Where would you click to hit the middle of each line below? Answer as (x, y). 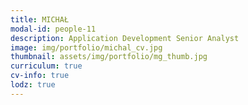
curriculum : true (46, 66)
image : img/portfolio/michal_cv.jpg (86, 47)
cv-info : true (40, 76)
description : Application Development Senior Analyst (125, 38)
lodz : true (33, 85)
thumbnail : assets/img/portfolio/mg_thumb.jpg (109, 57)
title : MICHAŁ (40, 19)
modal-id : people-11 (53, 29)
